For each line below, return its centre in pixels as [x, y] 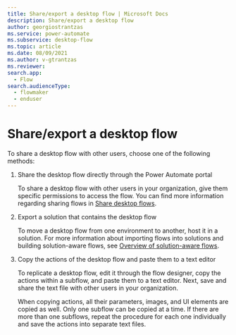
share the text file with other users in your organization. [98, 288]
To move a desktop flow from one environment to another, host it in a [118, 231]
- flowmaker [31, 92]
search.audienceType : [39, 86]
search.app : [25, 73]
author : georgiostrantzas [45, 27]
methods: [21, 161]
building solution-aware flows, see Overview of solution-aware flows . [118, 245]
